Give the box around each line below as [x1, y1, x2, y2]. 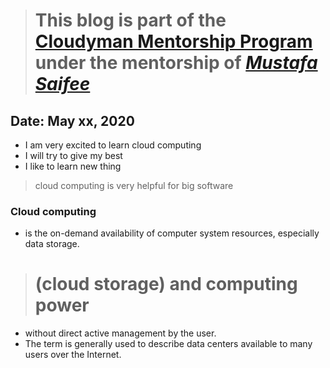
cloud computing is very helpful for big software [34, 180, 234, 191]
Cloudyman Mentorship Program [34, 30, 313, 53]
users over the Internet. [24, 349, 122, 361]
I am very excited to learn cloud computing [24, 139, 202, 151]
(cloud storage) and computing [34, 273, 298, 296]
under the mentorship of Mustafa [34, 52, 318, 74]
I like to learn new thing [24, 160, 122, 172]
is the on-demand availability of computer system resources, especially [24, 227, 320, 239]
